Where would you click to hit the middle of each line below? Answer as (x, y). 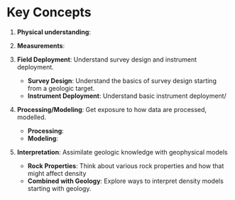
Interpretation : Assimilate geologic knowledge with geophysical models (122, 152)
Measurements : (41, 45)
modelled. (32, 117)
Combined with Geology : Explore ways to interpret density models (126, 181)
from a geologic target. (61, 88)
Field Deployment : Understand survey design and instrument (107, 59)
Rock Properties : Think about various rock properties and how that (126, 166)
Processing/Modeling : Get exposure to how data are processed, (112, 109)
